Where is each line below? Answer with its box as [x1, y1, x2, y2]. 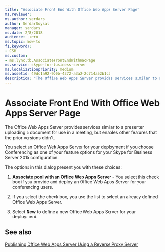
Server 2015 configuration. [5, 154, 59, 160]
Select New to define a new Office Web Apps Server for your [12, 208, 136, 215]
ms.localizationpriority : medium [5, 67, 74, 72]
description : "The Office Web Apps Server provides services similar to [5, 76, 157, 81]
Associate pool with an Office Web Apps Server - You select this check [12, 174, 159, 180]
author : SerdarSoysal [5, 21, 50, 26]
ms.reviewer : [5, 12, 32, 17]
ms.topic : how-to [5, 39, 41, 44]
